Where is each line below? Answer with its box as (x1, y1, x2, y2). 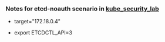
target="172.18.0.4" (14, 18, 61, 25)
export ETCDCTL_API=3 (14, 29, 73, 36)
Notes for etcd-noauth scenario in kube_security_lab (5, 5, 159, 13)
